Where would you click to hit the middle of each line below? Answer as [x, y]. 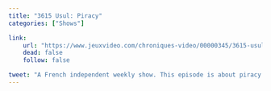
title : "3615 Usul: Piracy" [56, 16]
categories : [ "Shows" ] [46, 23]
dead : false [43, 53]
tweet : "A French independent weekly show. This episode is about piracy [135, 75]
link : [17, 38]
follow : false [46, 60]
